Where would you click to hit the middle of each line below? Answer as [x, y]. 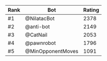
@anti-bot [37, 26]
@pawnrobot [40, 43]
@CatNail [36, 35]
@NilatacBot [40, 18]
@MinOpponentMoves [52, 51]
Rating [91, 10]
